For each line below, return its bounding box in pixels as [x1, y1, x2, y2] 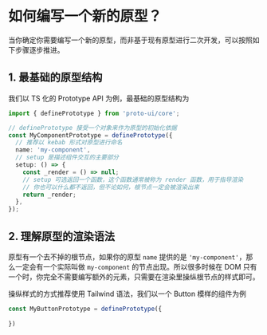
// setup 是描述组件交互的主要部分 [15, 153, 120, 162]
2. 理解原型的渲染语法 [8, 229, 116, 243]
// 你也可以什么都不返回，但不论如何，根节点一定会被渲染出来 [22, 183, 200, 191]
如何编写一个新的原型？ [8, 7, 163, 26]
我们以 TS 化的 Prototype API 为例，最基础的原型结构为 [8, 93, 190, 103]
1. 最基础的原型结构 [8, 71, 103, 85]
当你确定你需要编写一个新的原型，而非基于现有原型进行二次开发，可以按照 [8, 35, 253, 45]
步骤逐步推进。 [14, 45, 65, 54]
